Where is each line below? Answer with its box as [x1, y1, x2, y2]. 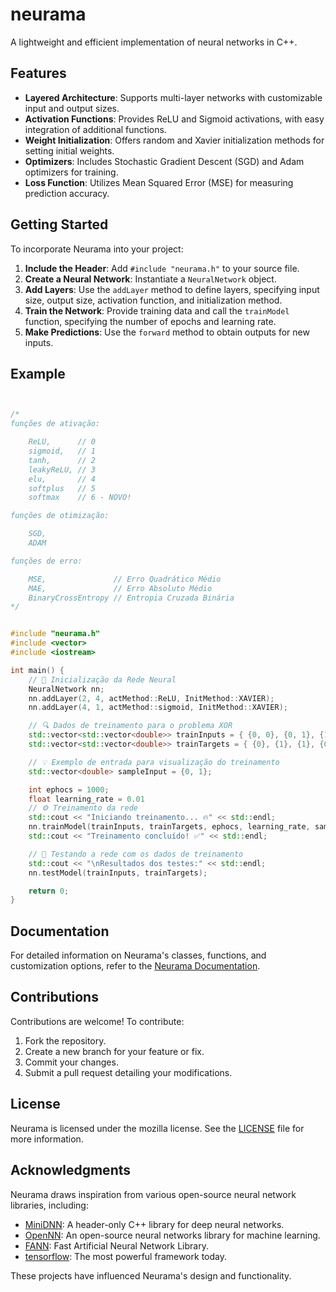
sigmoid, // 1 [28, 446, 97, 456]
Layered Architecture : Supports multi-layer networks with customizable [24, 91, 323, 103]
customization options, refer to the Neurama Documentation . [10, 960, 261, 972]
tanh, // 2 [28, 455, 97, 465]
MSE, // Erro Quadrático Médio [28, 574, 222, 584]
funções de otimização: [10, 511, 110, 521]
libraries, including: [10, 1199, 89, 1211]
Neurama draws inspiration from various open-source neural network [10, 1188, 297, 1200]
